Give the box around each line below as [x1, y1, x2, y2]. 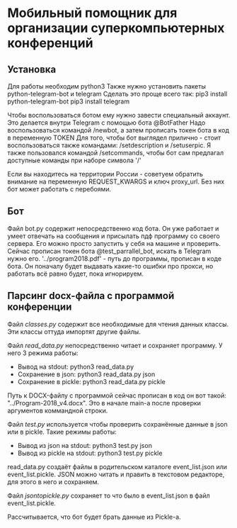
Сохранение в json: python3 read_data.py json [17, 370, 156, 378]
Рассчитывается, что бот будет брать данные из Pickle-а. [7, 512, 182, 521]
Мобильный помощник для [7, 5, 178, 21]
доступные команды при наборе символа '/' [7, 156, 141, 164]
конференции [7, 301, 72, 313]
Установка [7, 63, 57, 75]
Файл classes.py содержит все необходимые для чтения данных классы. [7, 320, 229, 328]
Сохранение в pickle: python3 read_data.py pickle [17, 377, 166, 386]
